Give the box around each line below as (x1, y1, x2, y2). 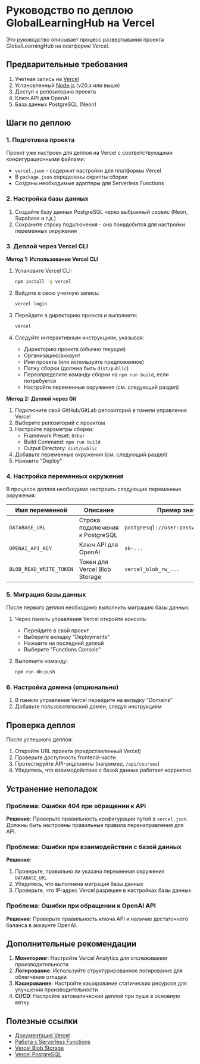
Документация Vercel (14, 1032, 70, 1039)
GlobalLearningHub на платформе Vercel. (6, 42, 110, 49)
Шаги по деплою (6, 118, 71, 128)
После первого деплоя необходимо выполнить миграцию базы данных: (6, 604, 190, 611)
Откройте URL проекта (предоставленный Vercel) (14, 748, 142, 755)
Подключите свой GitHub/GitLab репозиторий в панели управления (14, 406, 187, 414)
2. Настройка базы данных (6, 195, 89, 203)
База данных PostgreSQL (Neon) (14, 101, 97, 108)
